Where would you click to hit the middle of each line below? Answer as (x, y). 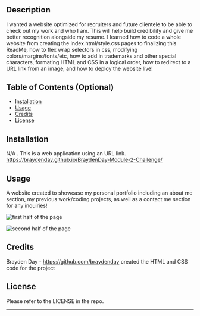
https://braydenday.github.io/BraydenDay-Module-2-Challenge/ (84, 160)
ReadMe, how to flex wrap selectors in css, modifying (72, 49)
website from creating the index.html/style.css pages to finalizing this (91, 43)
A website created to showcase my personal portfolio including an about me (99, 193)
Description (28, 10)
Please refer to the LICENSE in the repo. (55, 301)
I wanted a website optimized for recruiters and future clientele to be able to (99, 24)
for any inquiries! (27, 206)
